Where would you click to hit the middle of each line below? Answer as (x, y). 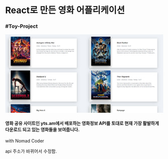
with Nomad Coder (25, 141)
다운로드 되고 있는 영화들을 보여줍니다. (42, 129)
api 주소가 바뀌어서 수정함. (31, 151)
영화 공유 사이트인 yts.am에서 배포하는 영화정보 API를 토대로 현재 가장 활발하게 (82, 123)
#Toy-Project (22, 27)
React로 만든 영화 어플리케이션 (65, 10)
